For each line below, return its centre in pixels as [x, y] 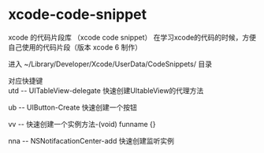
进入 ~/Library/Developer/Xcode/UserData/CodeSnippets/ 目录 [110, 64]
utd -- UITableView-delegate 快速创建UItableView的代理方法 [106, 90]
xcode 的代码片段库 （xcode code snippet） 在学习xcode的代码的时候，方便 [132, 37]
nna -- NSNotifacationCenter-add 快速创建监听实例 [91, 140]
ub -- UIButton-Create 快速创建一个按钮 [73, 107]
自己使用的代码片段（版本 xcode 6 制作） [75, 47]
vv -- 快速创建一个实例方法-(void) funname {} [82, 124]
